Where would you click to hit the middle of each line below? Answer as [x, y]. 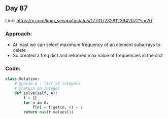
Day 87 [16, 8]
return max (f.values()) [48, 112]
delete [19, 50]
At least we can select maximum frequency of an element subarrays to [87, 45]
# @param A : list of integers [47, 84]
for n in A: [36, 103]
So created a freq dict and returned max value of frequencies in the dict [88, 56]
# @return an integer [37, 89]
